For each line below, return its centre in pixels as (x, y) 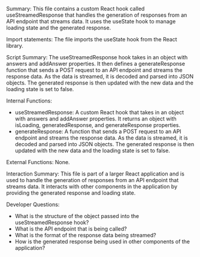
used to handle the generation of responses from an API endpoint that (93, 180)
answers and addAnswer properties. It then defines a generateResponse (96, 64)
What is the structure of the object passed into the (77, 216)
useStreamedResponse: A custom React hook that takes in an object (99, 112)
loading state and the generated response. (59, 28)
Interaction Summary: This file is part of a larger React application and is (95, 174)
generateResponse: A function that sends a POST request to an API (98, 131)
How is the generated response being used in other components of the (102, 241)
